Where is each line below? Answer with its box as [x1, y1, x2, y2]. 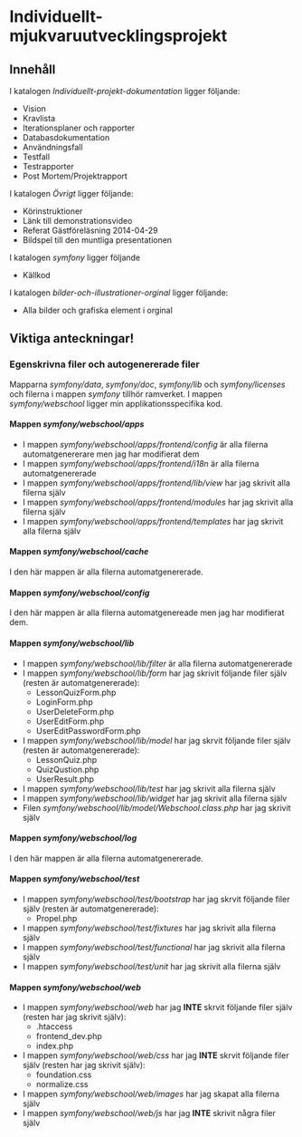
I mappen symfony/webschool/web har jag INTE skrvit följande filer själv [22, 1002, 293, 1013]
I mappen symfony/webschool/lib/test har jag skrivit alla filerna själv [22, 783, 276, 794]
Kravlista [22, 113, 56, 123]
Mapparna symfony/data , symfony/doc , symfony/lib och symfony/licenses [9, 379, 286, 390]
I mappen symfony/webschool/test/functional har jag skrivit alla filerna [22, 941, 286, 952]
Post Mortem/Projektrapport [22, 170, 128, 181]
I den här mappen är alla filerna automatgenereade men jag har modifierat [9, 607, 285, 618]
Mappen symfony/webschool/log [9, 833, 137, 843]
